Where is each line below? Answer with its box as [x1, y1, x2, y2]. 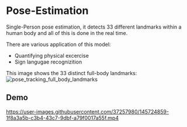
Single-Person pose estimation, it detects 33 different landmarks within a [6, 23, 182, 30]
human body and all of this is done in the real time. [6, 29, 128, 36]
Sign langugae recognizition [14, 58, 82, 65]
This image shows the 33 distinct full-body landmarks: [6, 69, 137, 76]
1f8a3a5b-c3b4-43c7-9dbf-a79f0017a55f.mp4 [6, 114, 119, 121]
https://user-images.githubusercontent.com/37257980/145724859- [6, 108, 169, 115]
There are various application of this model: [6, 41, 111, 48]
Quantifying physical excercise [14, 52, 89, 59]
